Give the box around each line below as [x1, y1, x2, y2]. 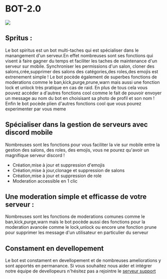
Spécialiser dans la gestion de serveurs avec [5, 120, 148, 129]
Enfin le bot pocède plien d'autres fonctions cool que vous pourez [5, 100, 142, 106]
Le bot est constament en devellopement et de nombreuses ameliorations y [5, 257, 161, 263]
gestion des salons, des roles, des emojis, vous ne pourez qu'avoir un [5, 147, 149, 153]
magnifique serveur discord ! [5, 152, 65, 158]
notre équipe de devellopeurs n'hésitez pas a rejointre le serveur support [5, 268, 156, 274]
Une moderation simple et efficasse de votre [5, 192, 147, 201]
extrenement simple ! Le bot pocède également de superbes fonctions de [5, 74, 157, 80]
